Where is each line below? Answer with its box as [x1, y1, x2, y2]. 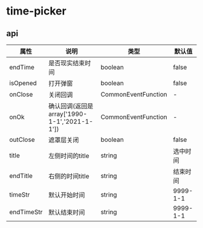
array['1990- [48, 110, 88, 118]
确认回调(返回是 [48, 102, 94, 110]
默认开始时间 [48, 191, 85, 199]
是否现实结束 [48, 59, 85, 67]
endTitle [9, 172, 33, 180]
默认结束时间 [48, 208, 85, 217]
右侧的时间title [48, 172, 89, 180]
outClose [9, 136, 35, 144]
